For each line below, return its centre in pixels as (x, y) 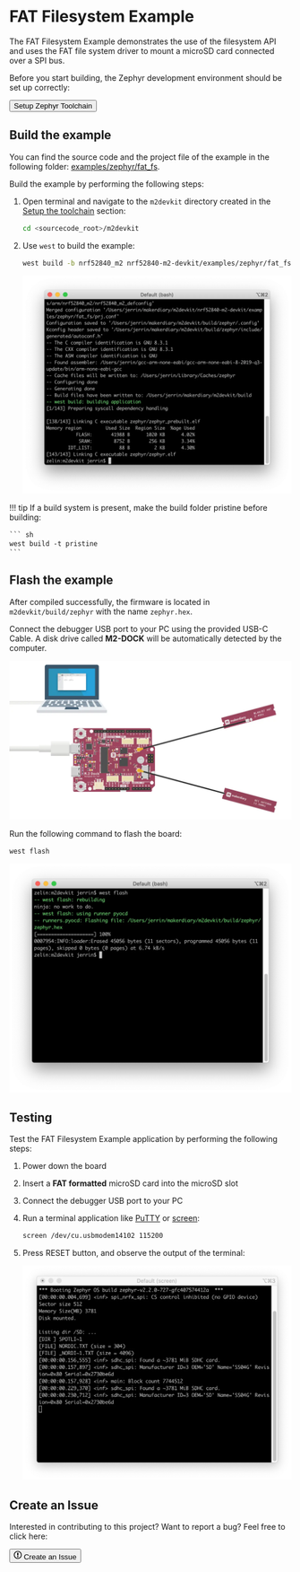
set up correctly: (39, 87)
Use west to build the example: (78, 245)
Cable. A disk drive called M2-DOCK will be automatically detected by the (146, 638)
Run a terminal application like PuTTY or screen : (111, 1218)
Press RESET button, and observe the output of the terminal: (133, 1253)
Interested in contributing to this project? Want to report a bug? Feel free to (147, 1527)
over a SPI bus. (37, 60)
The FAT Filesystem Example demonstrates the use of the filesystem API (143, 41)
